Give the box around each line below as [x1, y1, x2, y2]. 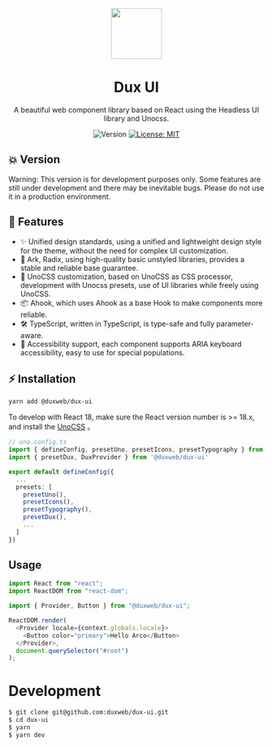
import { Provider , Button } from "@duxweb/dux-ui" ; [8, 602, 191, 610]
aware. [19, 330, 44, 340]
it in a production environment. [8, 191, 111, 201]
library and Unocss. [103, 114, 170, 123]
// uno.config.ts [8, 438, 67, 446]
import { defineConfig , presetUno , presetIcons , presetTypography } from [8, 446, 264, 454]
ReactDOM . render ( [8, 616, 67, 625]
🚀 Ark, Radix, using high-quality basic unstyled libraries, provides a [19, 254, 245, 264]
